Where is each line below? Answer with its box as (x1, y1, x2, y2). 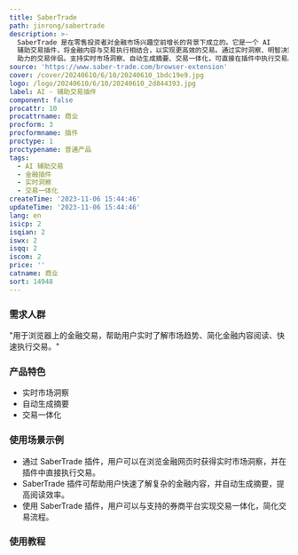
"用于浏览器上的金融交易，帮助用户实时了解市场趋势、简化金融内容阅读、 (9, 329, 278, 340)
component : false (9, 95, 74, 105)
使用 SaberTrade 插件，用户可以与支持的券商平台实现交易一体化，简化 (21, 500, 279, 511)
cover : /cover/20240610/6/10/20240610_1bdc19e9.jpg (9, 71, 204, 80)
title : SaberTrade (9, 12, 77, 22)
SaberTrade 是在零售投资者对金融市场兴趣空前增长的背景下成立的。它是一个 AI (17, 37, 271, 47)
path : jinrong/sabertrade (9, 21, 105, 30)
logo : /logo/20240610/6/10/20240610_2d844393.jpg (9, 79, 197, 88)
